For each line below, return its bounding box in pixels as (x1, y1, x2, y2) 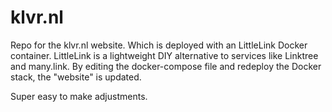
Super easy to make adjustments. (10, 90, 148, 102)
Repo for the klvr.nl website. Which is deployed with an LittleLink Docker (10, 39, 308, 51)
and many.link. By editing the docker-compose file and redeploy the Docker (10, 60, 322, 72)
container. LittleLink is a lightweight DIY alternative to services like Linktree (10, 49, 319, 61)
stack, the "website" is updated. (10, 71, 142, 83)
